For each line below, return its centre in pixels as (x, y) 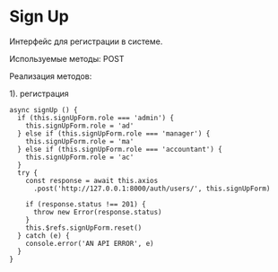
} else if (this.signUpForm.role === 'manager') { (114, 133)
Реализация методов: (51, 76)
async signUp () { (43, 110)
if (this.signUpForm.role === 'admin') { (96, 118)
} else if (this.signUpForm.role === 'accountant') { (120, 149)
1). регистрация (39, 93)
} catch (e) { (43, 235)
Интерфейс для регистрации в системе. (86, 41)
